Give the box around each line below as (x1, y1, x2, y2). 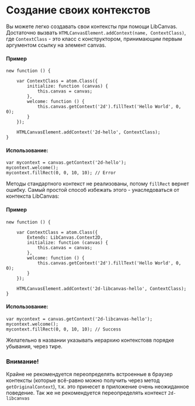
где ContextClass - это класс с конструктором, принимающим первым (6, 35, 183, 42)
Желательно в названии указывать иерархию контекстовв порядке (6, 336, 175, 343)
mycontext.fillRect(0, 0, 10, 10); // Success (6, 326, 121, 332)
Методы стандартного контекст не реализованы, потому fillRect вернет (6, 180, 190, 187)
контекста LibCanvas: (6, 192, 60, 199)
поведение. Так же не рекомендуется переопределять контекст (6, 390, 167, 397)
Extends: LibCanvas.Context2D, (27, 235, 103, 240)
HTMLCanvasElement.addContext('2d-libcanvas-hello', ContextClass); (16, 285, 187, 291)
